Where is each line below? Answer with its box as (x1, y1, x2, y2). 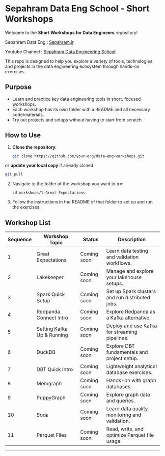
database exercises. (106, 369, 153, 376)
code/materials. (12, 112, 44, 117)
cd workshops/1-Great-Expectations (12, 190, 85, 196)
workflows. (106, 260, 132, 267)
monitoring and (106, 411, 141, 418)
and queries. (106, 398, 135, 404)
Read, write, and (106, 426, 144, 432)
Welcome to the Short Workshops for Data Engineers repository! (5, 29, 138, 35)
